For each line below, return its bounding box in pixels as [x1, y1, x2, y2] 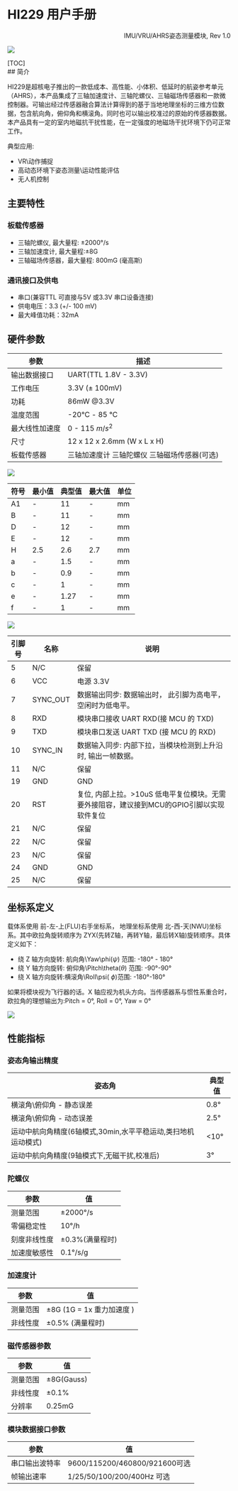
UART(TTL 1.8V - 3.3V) [67, 369, 148, 379]
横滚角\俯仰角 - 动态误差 [11, 1113, 93, 1123]
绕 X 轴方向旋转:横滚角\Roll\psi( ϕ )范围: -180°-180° [17, 972, 166, 981]
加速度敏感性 [11, 1247, 55, 1257]
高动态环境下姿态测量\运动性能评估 [17, 166, 120, 174]
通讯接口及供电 [7, 275, 59, 285]
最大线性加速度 [11, 423, 62, 433]
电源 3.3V [76, 676, 110, 686]
